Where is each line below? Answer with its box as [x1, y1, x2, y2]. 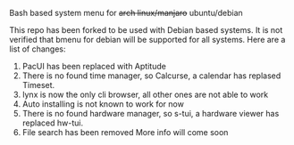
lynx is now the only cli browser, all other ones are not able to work [21, 89, 269, 100]
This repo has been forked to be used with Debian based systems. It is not [9, 25, 283, 35]
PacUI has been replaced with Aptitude [21, 61, 167, 71]
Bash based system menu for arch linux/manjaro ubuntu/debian [9, 8, 243, 18]
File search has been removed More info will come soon [21, 127, 229, 137]
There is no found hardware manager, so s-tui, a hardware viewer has [21, 109, 280, 118]
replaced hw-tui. [21, 117, 83, 128]
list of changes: [9, 44, 66, 54]
